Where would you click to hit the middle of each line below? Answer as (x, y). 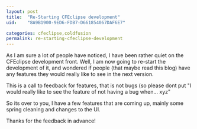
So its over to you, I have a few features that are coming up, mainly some (95, 103)
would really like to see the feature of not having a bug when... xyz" (88, 92)
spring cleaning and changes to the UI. (53, 110)
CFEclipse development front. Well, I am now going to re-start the (86, 62)
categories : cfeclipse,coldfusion (49, 33)
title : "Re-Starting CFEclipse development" (63, 17)
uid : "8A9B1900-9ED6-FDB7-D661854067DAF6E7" (66, 22)
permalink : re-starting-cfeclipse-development (64, 39)
